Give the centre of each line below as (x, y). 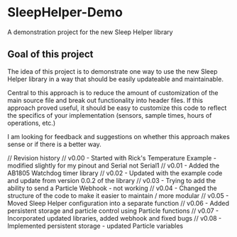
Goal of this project (50, 54)
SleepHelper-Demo (65, 12)
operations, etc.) (32, 123)
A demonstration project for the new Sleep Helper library (90, 32)
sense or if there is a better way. (54, 144)
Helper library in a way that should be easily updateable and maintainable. (115, 79)
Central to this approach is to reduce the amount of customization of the (113, 92)
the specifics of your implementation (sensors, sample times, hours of (110, 115)
